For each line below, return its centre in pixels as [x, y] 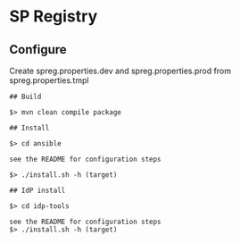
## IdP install [37, 190]
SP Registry [54, 17]
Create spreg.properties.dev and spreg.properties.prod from [120, 71]
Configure [38, 50]
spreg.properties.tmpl [49, 80]
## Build [25, 96]
